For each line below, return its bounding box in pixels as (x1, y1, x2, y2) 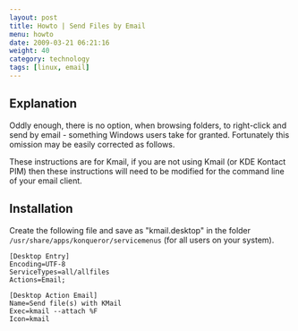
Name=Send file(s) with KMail (9, 299, 123, 308)
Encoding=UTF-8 (9, 259, 66, 268)
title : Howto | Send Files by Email (9, 21, 146, 30)
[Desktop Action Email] (9, 291, 98, 300)
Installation (9, 201, 73, 216)
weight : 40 (9, 47, 50, 55)
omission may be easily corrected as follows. (9, 139, 175, 149)
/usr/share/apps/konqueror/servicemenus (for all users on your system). (9, 234, 275, 245)
